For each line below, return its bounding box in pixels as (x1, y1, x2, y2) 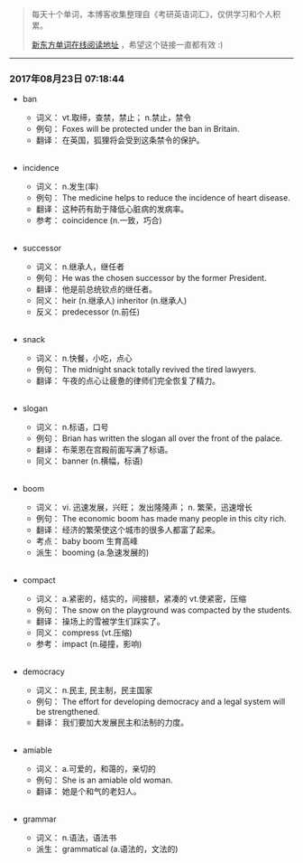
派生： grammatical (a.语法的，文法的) (35, 844, 179, 855)
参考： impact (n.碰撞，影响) (35, 639, 142, 650)
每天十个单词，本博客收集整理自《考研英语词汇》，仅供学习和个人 (31, 9, 273, 19)
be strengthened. (35, 707, 101, 718)
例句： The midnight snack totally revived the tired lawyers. (35, 364, 257, 375)
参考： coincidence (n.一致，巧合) (35, 215, 162, 226)
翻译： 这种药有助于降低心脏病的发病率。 (35, 203, 189, 215)
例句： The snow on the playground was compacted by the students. (35, 605, 293, 615)
